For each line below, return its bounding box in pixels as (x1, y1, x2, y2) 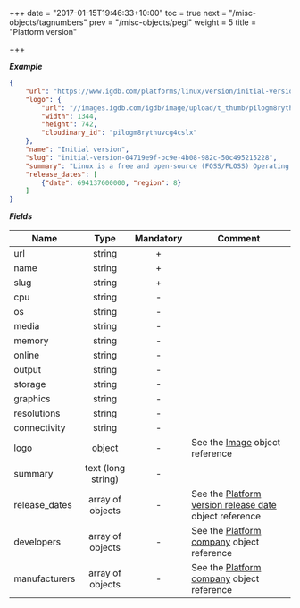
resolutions (13, 407, 61, 419)
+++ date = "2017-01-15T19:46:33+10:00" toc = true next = (9, 8, 228, 18)
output (13, 364, 42, 376)
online (13, 349, 40, 361)
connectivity (13, 422, 66, 435)
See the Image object (191, 436, 281, 449)
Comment (217, 232, 261, 245)
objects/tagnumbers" (9, 17, 87, 28)
